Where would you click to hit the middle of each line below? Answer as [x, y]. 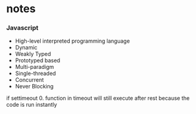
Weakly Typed [33, 54]
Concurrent [29, 80]
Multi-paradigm [35, 67]
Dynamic [26, 48]
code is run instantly [32, 105]
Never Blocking [34, 87]
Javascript [22, 28]
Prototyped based [38, 60]
